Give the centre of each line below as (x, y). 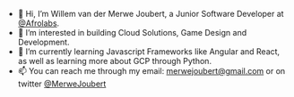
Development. (43, 42)
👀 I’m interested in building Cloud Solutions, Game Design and (132, 32)
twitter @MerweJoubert (62, 84)
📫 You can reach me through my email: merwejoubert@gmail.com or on (151, 71)
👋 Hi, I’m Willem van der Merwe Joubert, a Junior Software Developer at (151, 14)
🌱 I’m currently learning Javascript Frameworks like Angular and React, (149, 52)
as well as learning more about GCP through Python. (115, 61)
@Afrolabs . (39, 23)
